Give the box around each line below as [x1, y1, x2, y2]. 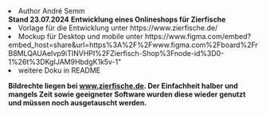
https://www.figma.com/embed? [144, 32, 252, 41]
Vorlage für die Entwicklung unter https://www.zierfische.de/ [18, 23, 218, 33]
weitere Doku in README [18, 65, 101, 75]
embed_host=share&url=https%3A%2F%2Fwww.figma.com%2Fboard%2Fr [8, 40, 259, 50]
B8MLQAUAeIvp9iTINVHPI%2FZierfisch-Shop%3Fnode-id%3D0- [8, 49, 225, 57]
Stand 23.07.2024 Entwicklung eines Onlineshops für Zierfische [8, 14, 226, 24]
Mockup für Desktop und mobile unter [18, 32, 143, 41]
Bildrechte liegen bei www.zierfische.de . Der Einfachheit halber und [8, 81, 239, 90]
